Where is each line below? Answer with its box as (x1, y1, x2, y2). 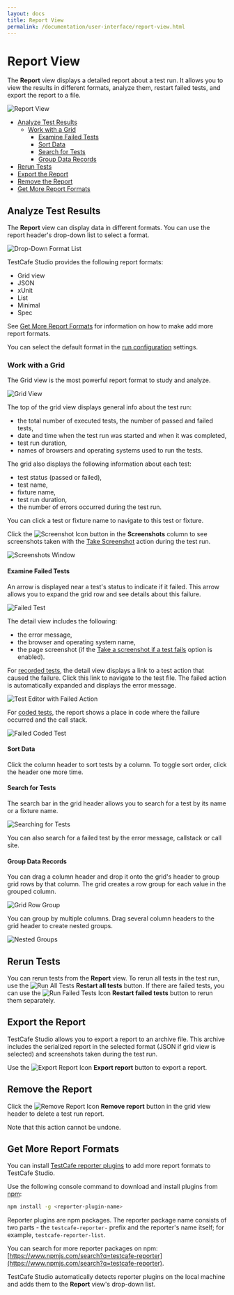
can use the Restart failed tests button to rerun (7, 989, 214, 997)
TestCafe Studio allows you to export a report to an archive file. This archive (7, 1035, 225, 1043)
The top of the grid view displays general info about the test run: (7, 403, 192, 411)
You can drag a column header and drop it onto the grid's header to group (7, 872, 220, 881)
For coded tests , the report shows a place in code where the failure (7, 708, 200, 716)
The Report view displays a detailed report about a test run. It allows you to (7, 76, 224, 84)
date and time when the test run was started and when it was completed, (17, 432, 227, 440)
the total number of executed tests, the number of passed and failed (17, 416, 214, 425)
